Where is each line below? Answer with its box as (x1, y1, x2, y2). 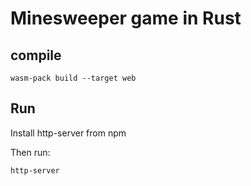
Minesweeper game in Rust (10, 7, 242, 30)
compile (10, 47, 62, 64)
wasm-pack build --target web (10, 73, 137, 83)
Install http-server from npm (10, 127, 127, 139)
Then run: (10, 146, 51, 158)
